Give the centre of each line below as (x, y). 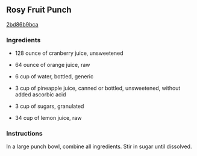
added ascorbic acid (40, 95)
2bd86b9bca (22, 24)
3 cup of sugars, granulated (49, 106)
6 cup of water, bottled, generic (54, 76)
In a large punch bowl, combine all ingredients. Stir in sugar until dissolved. (99, 146)
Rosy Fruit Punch (39, 10)
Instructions (25, 134)
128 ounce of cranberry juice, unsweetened (69, 53)
